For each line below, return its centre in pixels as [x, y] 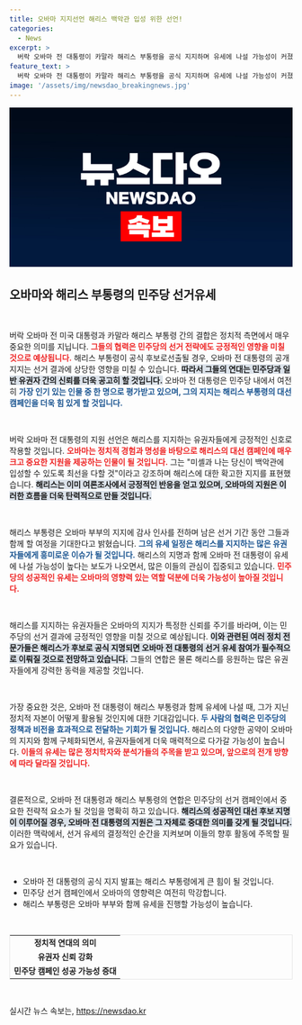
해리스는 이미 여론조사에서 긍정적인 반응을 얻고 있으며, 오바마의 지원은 [156, 485]
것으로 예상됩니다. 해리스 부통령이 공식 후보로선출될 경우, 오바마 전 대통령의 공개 [150, 358]
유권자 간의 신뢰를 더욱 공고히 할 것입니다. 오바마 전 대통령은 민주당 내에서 [147, 381]
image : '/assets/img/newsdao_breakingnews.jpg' [100, 86]
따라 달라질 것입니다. [54, 763]
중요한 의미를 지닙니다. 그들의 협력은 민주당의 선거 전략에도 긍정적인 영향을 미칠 [147, 347]
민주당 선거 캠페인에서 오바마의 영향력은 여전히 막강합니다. [124, 893]
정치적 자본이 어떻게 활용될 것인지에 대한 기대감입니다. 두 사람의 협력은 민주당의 [148, 718]
